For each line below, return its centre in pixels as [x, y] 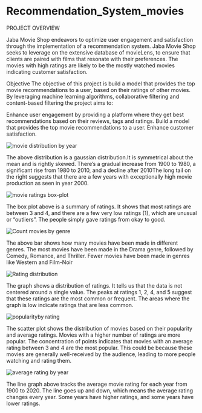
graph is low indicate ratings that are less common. [70, 305]
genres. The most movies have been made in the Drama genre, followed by [100, 249]
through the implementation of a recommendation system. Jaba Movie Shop [101, 46]
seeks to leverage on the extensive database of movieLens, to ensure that [98, 52]
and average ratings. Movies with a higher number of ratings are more [93, 335]
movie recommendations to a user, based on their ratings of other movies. [98, 90]
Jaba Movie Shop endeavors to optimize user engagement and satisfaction [100, 39]
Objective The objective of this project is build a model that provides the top [101, 84]
